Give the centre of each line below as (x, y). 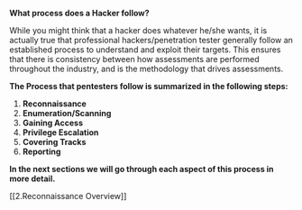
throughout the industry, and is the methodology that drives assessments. (146, 68)
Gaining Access (53, 123)
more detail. (32, 178)
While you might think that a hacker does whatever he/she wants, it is (138, 30)
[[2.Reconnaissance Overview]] (68, 196)
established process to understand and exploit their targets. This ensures (145, 50)
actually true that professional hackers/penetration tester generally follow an (151, 40)
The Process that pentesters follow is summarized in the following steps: (149, 86)
